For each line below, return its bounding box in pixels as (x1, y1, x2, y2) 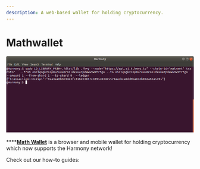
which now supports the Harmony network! (6, 145, 112, 152)
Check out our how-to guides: (6, 156, 80, 163)
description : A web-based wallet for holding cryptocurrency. (6, 10, 164, 15)
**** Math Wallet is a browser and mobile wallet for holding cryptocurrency (6, 138, 190, 145)
